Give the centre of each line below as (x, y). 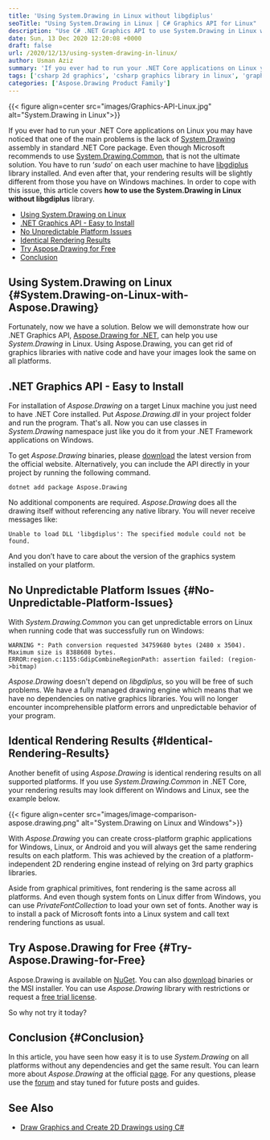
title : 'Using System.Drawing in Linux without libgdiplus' (111, 16)
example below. (34, 799)
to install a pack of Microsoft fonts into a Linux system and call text (119, 914)
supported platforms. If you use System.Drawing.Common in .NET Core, (128, 781)
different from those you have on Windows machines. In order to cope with (132, 181)
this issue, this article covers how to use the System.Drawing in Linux (125, 190)
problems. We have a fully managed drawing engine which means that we (131, 690)
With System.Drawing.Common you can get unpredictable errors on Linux (131, 622)
